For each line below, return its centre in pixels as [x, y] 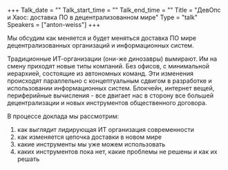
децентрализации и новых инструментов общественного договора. [107, 103]
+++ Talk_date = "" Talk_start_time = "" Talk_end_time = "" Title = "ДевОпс [114, 10]
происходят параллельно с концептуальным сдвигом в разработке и [110, 81]
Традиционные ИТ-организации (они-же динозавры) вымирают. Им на [112, 59]
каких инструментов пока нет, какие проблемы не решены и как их [117, 152]
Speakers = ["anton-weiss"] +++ [54, 25]
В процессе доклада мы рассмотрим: [63, 116]
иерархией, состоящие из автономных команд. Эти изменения [100, 73]
